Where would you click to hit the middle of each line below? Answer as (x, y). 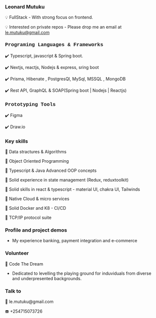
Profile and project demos (36, 230)
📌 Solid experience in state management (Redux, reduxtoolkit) (67, 180)
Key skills (16, 141)
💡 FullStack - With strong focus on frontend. (49, 17)
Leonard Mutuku (25, 7)
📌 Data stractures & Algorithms (36, 152)
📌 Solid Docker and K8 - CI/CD (36, 208)
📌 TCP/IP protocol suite (28, 218)
